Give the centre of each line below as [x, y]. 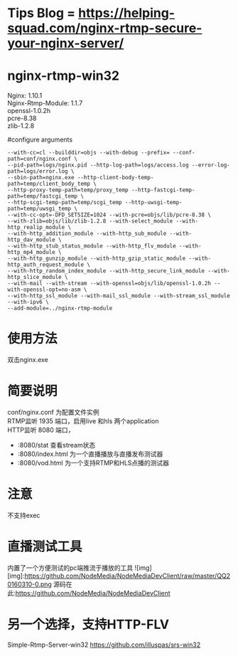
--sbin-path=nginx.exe [41, 178]
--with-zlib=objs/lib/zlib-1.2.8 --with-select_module [90, 221]
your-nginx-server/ [66, 43]
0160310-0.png [29, 584]
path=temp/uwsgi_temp [39, 209]
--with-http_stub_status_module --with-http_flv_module [92, 246]
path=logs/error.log [38, 171]
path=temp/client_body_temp [49, 184]
